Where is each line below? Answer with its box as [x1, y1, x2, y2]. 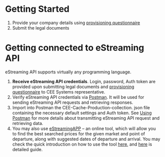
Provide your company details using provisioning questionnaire [12, 20, 140, 26]
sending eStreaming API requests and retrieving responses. [12, 99, 133, 105]
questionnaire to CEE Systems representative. [12, 89, 105, 94]
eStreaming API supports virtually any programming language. [5, 69, 132, 75]
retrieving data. [12, 120, 43, 126]
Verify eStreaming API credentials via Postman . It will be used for [12, 94, 144, 100]
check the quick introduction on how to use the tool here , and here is [12, 141, 152, 147]
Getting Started [5, 3, 70, 15]
